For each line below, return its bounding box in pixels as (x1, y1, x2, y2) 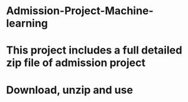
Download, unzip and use (6, 83, 133, 97)
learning (6, 17, 48, 30)
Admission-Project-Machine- (6, 4, 154, 18)
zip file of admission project (6, 56, 146, 70)
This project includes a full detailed (6, 44, 183, 57)
